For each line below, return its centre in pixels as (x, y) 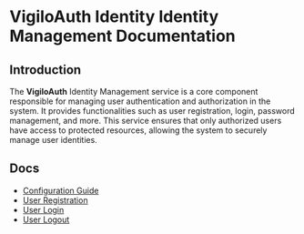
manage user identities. (53, 140)
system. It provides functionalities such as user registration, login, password (152, 111)
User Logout (46, 219)
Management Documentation (123, 36)
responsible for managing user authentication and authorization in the (140, 101)
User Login (43, 209)
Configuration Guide (61, 190)
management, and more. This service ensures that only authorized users (146, 121)
